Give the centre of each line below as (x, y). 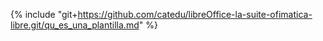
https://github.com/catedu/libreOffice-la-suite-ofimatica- (195, 14)
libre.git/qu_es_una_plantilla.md (75, 25)
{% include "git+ (44, 14)
